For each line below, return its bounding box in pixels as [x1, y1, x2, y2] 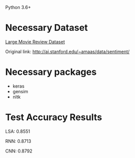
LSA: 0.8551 [5, 128, 30, 134]
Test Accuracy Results [5, 111, 103, 123]
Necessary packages [5, 66, 97, 78]
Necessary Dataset [5, 22, 88, 33]
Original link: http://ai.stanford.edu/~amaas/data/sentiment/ [5, 48, 130, 55]
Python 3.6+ [5, 5, 31, 10]
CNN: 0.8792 [5, 148, 33, 154]
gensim [12, 88, 28, 94]
